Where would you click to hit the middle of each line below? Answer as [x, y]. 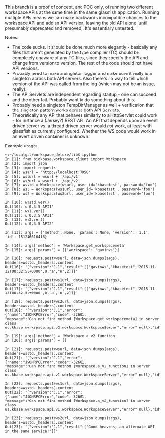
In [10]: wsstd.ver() [27, 202]
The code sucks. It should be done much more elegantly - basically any [84, 47]
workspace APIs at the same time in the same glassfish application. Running [82, 12]
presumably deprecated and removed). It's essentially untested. [70, 28]
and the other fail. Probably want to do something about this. [73, 100]
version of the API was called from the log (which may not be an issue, [83, 84]
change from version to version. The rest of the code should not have [82, 63]
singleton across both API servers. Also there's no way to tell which [80, 79]
